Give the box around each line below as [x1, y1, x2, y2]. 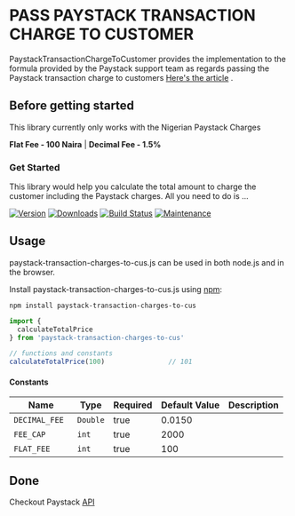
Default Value [161, 399, 220, 411]
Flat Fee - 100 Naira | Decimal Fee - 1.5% [9, 139, 162, 149]
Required [113, 399, 153, 411]
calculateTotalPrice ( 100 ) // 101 [9, 357, 193, 367]
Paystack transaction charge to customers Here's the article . [9, 72, 234, 83]
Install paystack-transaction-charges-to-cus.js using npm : [9, 283, 223, 294]
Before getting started [9, 99, 135, 114]
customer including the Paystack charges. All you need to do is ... [9, 191, 249, 202]
